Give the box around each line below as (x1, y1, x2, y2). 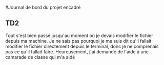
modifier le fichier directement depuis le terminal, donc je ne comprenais (5, 43, 159, 49)
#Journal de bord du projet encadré (5, 5, 81, 10)
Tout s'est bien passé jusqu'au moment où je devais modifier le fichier (5, 32, 154, 39)
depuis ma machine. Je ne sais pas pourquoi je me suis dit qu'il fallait (5, 38, 152, 44)
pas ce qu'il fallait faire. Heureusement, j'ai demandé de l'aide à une (5, 48, 149, 55)
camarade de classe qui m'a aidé (5, 54, 75, 60)
